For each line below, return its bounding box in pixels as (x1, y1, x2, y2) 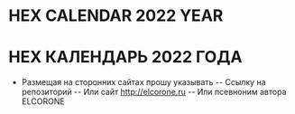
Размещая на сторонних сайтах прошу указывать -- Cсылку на (21, 77, 267, 88)
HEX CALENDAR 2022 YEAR (8, 5, 224, 26)
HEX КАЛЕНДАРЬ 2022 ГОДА (8, 47, 243, 68)
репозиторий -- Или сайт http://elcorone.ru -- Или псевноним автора (21, 87, 287, 98)
